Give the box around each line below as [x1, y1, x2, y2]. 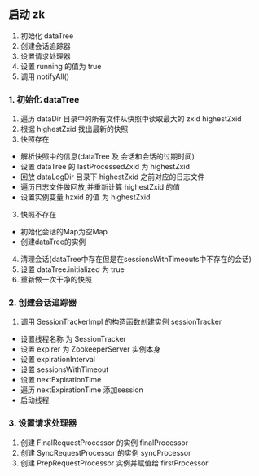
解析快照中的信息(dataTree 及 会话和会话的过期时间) [20, 151, 195, 161]
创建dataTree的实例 [20, 237, 86, 247]
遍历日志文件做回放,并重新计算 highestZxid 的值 [20, 182, 181, 192]
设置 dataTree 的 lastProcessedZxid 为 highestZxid [20, 162, 190, 172]
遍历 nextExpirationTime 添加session [20, 385, 144, 395]
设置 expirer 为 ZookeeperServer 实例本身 [20, 344, 161, 354]
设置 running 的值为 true [20, 61, 102, 71]
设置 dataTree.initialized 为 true [20, 264, 125, 274]
